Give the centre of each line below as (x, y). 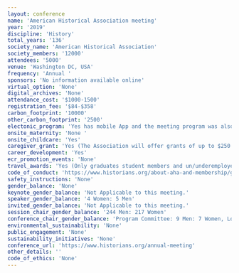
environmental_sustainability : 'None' (65, 225)
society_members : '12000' (46, 54)
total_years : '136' (36, 41)
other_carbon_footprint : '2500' (55, 119)
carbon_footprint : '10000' (47, 113)
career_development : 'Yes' (47, 153)
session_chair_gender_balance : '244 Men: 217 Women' (87, 213)
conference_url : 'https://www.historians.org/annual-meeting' (101, 245)
